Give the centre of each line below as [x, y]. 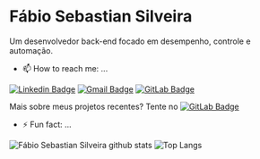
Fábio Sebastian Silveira [101, 17]
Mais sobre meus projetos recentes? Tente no [94, 106]
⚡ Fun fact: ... [47, 124]
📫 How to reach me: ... [65, 68]
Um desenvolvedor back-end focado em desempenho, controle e [130, 41]
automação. [31, 50]
